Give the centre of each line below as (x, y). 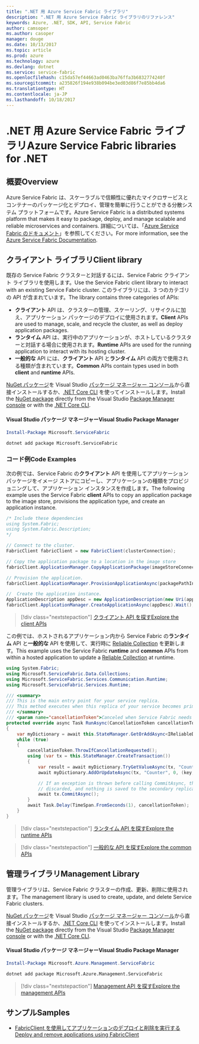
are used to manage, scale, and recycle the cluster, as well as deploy (99, 324)
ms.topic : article (29, 50)
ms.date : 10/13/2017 (32, 45)
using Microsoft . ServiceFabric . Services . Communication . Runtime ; (87, 679)
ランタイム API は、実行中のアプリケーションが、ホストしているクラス (100, 338)
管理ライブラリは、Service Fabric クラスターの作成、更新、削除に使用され (97, 889)
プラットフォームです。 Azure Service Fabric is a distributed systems (101, 212)
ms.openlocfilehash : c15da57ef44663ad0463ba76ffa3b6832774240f (86, 78)
